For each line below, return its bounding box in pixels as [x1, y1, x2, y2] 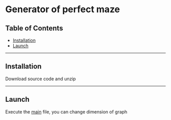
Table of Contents [5, 24, 64, 33]
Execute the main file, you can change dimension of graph [5, 108, 128, 115]
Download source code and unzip [5, 75, 76, 82]
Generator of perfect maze [5, 4, 121, 15]
